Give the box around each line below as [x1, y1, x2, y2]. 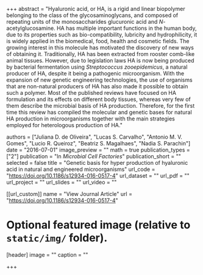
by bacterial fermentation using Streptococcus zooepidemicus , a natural [6, 63, 188, 71]
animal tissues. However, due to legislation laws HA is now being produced [6, 57, 194, 64]
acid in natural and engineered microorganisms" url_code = [6, 165, 155, 173]
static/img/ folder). [6, 231, 108, 245]
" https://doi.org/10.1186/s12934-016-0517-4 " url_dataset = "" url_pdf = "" [6, 172, 190, 179]
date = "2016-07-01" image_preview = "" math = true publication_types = [6, 146, 190, 153]
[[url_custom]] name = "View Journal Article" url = [6, 190, 133, 197]
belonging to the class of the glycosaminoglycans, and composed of [6, 12, 179, 19]
